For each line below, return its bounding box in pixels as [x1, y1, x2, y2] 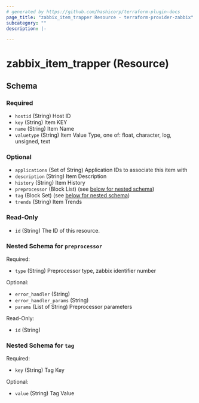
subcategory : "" [6, 20, 47, 26]
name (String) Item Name [14, 125, 75, 132]
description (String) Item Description [14, 173, 107, 180]
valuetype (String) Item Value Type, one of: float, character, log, [14, 131, 172, 139]
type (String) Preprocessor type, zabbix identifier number [14, 267, 157, 274]
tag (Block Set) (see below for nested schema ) [14, 192, 130, 199]
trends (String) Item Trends [14, 199, 82, 206]
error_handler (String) [14, 290, 71, 297]
